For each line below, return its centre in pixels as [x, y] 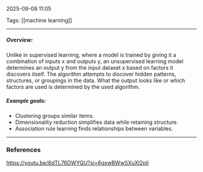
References [24, 150]
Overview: [20, 40]
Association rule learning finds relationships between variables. [94, 128]
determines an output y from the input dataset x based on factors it [90, 67]
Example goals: [26, 100]
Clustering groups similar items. [55, 115]
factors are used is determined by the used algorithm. [73, 87]
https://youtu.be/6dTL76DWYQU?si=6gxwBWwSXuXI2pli [78, 163]
